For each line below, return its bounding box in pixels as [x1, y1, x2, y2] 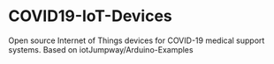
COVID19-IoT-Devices [8, 6, 173, 26]
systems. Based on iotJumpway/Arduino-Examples [8, 44, 194, 54]
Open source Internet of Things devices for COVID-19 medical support [8, 35, 265, 46]
